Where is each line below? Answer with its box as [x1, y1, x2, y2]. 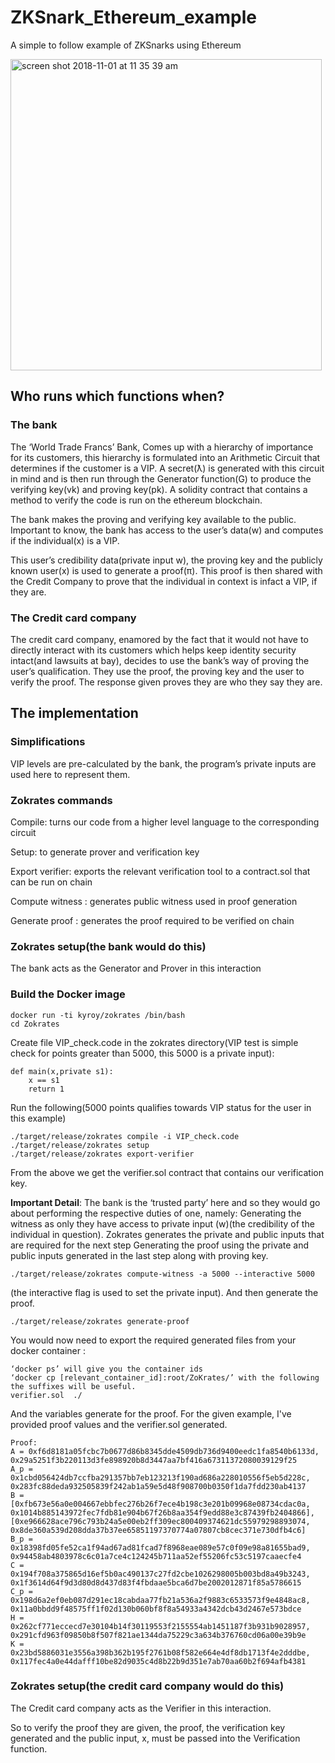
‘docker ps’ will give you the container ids [10, 1364, 203, 1374]
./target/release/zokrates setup [10, 1140, 150, 1150]
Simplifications [10, 735, 86, 749]
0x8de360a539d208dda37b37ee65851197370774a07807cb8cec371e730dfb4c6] [10, 1525, 307, 1535]
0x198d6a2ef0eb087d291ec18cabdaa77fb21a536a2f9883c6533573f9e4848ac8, [10, 1595, 311, 1605]
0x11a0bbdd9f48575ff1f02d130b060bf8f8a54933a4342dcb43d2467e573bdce [10, 1604, 302, 1614]
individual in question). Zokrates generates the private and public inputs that [10, 1228, 325, 1240]
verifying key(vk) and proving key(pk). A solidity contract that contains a [10, 483, 308, 495]
